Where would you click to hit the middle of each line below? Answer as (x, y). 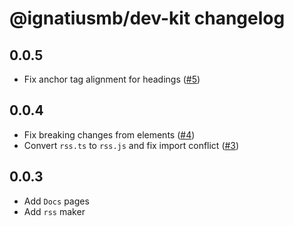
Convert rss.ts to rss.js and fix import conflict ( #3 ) (131, 145)
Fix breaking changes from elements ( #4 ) (109, 134)
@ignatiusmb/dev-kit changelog (147, 18)
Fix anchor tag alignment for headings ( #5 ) (112, 79)
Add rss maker (54, 211)
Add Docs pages (56, 201)
